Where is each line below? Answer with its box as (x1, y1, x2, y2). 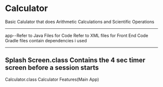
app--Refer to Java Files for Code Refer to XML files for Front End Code (5, 32, 148, 38)
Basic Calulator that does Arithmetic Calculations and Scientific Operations (5, 19, 154, 25)
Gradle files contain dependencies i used (5, 37, 87, 43)
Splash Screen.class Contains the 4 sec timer (5, 56, 146, 64)
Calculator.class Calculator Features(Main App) (5, 76, 99, 82)
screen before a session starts (5, 63, 99, 72)
